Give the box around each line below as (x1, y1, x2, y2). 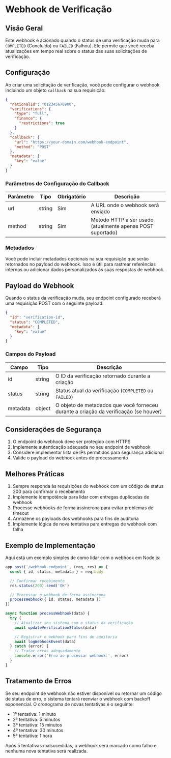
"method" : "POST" (14, 144, 51, 150)
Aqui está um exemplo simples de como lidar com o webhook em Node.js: (5, 555, 161, 561)
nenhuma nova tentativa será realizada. (5, 748, 88, 754)
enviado (91, 208, 110, 215)
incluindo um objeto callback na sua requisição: (5, 87, 106, 93)
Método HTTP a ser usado (91, 216, 154, 223)
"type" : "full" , (14, 111, 49, 116)
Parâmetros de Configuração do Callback (5, 180, 109, 187)
